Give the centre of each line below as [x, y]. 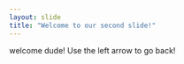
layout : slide [35, 17]
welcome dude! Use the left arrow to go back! [92, 50]
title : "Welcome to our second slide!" [83, 25]
